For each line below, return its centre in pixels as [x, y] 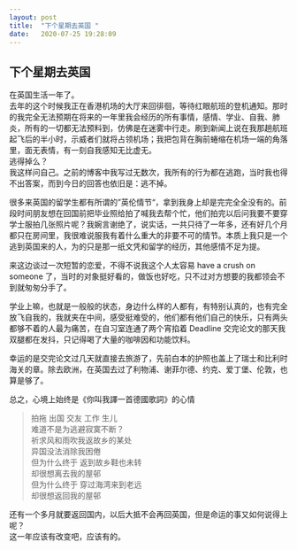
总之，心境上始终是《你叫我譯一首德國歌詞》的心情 [102, 399]
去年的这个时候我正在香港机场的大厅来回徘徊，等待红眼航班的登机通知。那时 [148, 106]
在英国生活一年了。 [44, 95]
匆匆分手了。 [48, 288]
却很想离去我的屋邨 [66, 474]
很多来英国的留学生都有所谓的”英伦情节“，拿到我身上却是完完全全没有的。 [145, 202]
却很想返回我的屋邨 [66, 496]
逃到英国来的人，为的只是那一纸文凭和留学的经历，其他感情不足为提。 [137, 247]
